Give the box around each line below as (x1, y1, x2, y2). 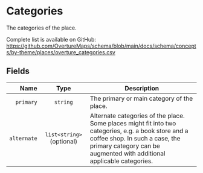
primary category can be (89, 142, 160, 150)
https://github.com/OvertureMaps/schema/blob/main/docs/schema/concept (6, 42, 196, 49)
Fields (6, 66, 30, 77)
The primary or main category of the (89, 94, 193, 102)
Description (124, 84, 159, 92)
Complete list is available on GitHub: (6, 36, 97, 43)
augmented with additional (89, 149, 166, 157)
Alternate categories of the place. (89, 112, 185, 120)
